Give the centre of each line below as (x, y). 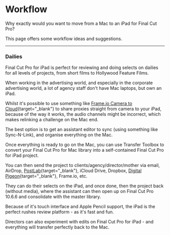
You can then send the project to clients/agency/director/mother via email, (83, 165)
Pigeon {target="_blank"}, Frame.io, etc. (46, 176)
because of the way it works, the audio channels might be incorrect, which (83, 114)
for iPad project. (22, 155)
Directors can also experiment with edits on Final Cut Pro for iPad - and (79, 222)
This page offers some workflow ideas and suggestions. (64, 39)
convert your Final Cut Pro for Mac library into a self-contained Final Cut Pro (85, 150)
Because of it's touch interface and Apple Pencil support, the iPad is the (80, 207)
